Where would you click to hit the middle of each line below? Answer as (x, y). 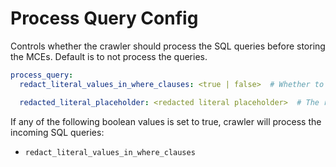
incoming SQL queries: (57, 132)
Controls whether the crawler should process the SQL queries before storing (168, 46)
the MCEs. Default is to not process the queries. (109, 56)
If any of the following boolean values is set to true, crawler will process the (166, 121)
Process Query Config (104, 18)
